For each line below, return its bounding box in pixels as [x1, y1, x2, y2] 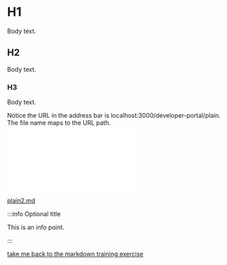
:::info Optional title [7, 210, 61, 218]
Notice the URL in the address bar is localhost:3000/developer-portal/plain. [7, 112, 221, 120]
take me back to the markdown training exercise [7, 250, 144, 258]
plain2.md [7, 197, 36, 205]
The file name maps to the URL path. [7, 118, 111, 127]
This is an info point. [7, 223, 65, 231]
